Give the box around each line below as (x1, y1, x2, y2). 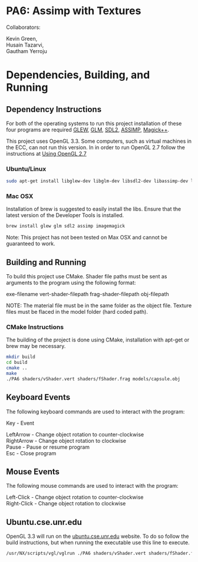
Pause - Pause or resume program (6, 443, 90, 451)
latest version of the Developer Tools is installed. (6, 212, 124, 219)
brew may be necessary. (6, 343, 66, 350)
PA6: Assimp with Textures (6, 4, 141, 18)
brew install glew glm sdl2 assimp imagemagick (6, 223, 126, 229)
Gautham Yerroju (6, 47, 47, 54)
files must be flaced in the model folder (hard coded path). (6, 308, 148, 315)
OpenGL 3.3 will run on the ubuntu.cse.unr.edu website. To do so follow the (6, 533, 189, 540)
